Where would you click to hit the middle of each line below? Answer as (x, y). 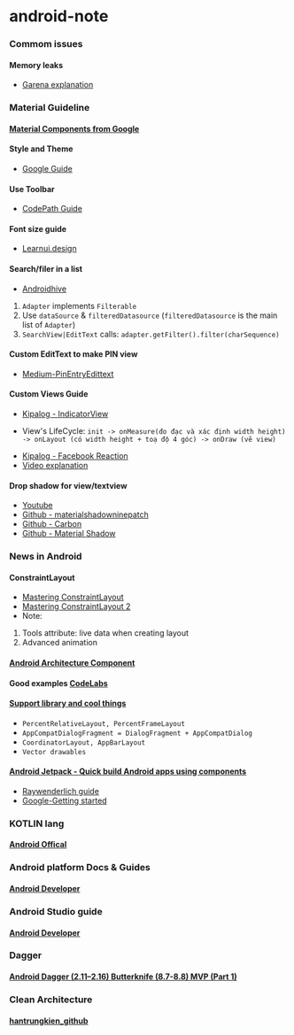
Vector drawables (54, 752)
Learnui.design (49, 249)
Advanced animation (59, 643)
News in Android (46, 557)
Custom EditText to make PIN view (73, 354)
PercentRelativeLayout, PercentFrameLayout (104, 723)
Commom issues (46, 44)
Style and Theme (41, 149)
